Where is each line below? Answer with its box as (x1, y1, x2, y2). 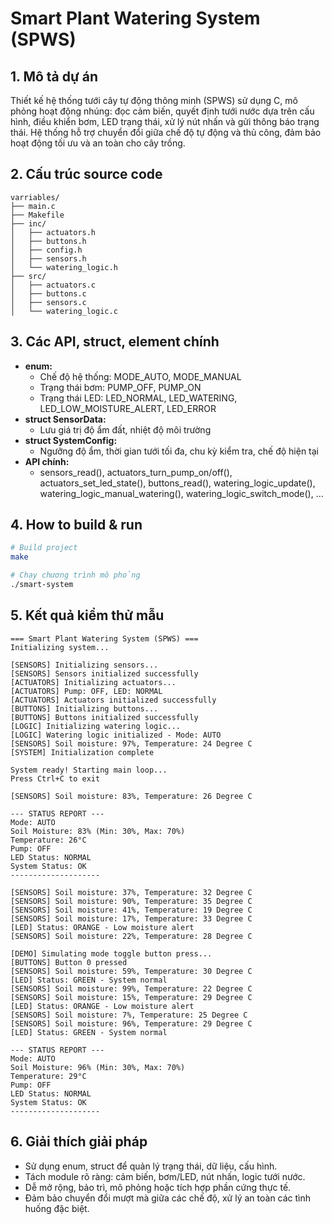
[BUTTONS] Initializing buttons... (10, 703, 159, 714)
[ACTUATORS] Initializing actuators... (10, 677, 177, 687)
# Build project (10, 543, 78, 553)
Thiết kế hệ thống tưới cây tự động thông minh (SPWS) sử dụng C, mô (10, 95, 298, 106)
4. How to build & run (10, 517, 143, 534)
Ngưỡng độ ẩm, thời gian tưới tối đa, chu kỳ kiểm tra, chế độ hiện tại (39, 445, 320, 457)
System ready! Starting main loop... (10, 765, 168, 775)
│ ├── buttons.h (10, 236, 87, 246)
